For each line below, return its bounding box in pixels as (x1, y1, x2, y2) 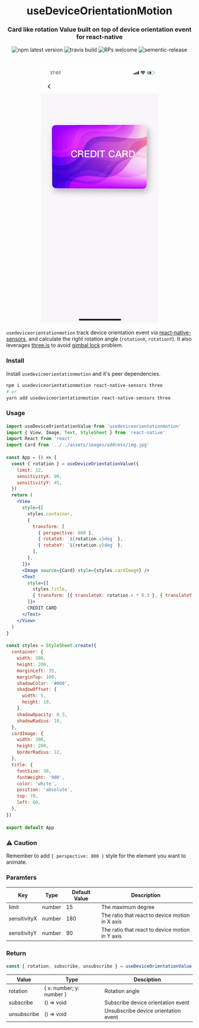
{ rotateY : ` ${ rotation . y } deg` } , (37, 542, 123, 548)
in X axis (101, 918, 122, 925)
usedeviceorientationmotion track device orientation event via (6, 329, 158, 337)
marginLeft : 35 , (17, 668, 57, 674)
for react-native (76, 33, 123, 41)
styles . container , (27, 511, 73, 517)
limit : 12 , (17, 467, 44, 473)
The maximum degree (101, 903, 155, 910)
